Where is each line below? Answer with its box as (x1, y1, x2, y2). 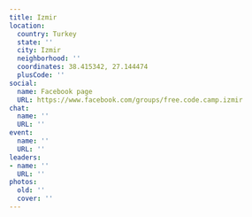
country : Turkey (17, 29, 77, 38)
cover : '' (17, 194, 53, 204)
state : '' (17, 37, 53, 47)
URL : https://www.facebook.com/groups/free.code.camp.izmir (17, 95, 243, 105)
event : (9, 128, 34, 137)
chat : (9, 104, 29, 112)
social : (9, 79, 38, 88)
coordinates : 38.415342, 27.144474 (17, 63, 149, 72)
